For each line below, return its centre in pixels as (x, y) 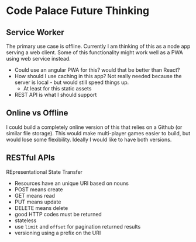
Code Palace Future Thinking (78, 11)
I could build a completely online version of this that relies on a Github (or (94, 127)
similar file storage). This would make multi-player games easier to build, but (98, 133)
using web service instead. (39, 59)
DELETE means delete (41, 208)
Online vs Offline (37, 113)
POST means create (39, 189)
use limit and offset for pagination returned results (78, 226)
